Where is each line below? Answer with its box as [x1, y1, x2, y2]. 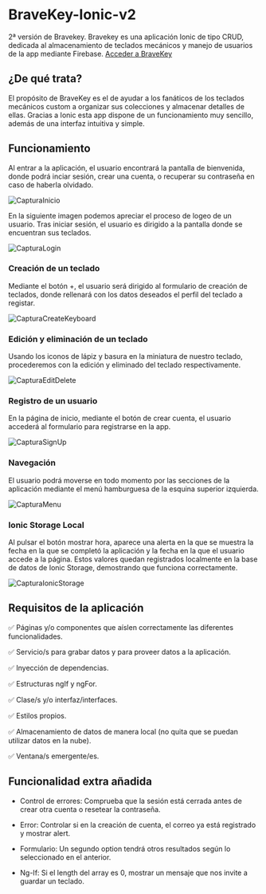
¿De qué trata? [8, 72, 83, 85]
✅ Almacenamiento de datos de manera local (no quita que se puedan [8, 727, 239, 736]
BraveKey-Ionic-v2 [8, 6, 137, 24]
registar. [8, 297, 36, 308]
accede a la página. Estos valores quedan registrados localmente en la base [8, 554, 258, 564]
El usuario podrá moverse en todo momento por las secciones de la [8, 475, 230, 485]
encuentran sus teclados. [8, 227, 92, 237]
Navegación [8, 457, 57, 468]
